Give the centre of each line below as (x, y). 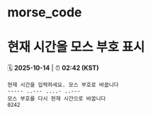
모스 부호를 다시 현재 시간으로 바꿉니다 (57, 99)
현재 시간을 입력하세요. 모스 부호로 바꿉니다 (63, 85)
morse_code (45, 12)
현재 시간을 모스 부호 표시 (76, 47)
